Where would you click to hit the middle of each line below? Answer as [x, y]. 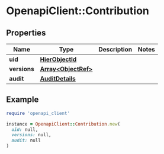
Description [115, 49]
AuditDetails [58, 78]
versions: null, [31, 135]
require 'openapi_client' [38, 113]
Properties [26, 33]
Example [22, 100]
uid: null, [25, 129]
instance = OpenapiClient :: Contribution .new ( [63, 124]
